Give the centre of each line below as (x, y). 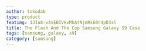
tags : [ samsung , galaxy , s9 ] (42, 33)
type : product (23, 17)
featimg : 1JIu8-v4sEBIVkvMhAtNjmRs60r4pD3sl (61, 22)
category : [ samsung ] (31, 39)
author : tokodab (26, 11)
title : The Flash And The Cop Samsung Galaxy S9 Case (73, 28)
